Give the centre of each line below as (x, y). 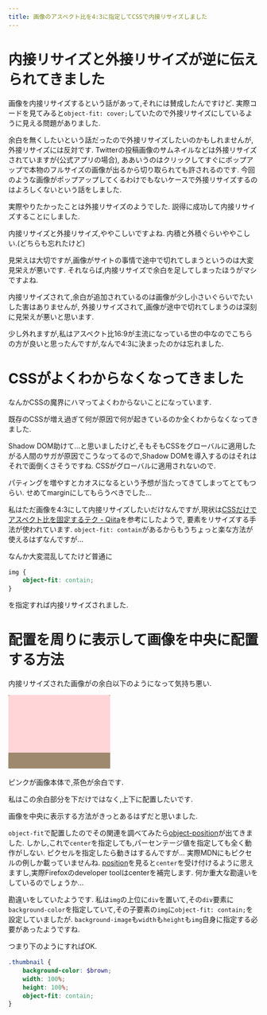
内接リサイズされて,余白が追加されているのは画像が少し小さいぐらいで (124, 296)
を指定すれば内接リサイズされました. (68, 605)
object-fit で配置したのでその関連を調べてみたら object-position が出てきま (131, 833)
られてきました (57, 79)
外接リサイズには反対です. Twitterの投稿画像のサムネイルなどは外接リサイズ (133, 149)
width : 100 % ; (44, 979)
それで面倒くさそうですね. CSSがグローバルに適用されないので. (112, 466)
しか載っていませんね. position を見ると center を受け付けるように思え (141, 863)
